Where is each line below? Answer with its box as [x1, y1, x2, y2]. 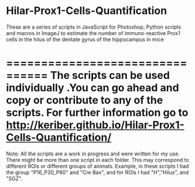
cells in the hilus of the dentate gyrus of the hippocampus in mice [6, 36, 164, 43]
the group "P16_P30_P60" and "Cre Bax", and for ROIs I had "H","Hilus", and [6, 168, 189, 176]
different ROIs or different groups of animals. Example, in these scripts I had [6, 162, 189, 169]
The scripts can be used [50, 69, 170, 82]
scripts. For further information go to [6, 106, 189, 119]
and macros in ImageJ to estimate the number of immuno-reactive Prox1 [6, 29, 180, 36]
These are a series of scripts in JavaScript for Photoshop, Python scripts [6, 23, 182, 30]
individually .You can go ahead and [6, 81, 180, 95]
